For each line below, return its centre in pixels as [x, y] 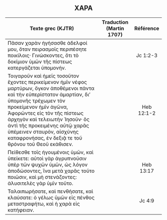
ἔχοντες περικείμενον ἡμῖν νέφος [47, 82]
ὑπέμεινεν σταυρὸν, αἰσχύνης [43, 132]
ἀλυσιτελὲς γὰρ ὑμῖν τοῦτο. [41, 183]
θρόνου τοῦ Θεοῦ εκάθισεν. [41, 144]
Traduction [115, 22]
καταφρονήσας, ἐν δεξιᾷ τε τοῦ [45, 138]
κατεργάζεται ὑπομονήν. [37, 68]
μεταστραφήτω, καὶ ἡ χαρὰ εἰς [44, 204]
